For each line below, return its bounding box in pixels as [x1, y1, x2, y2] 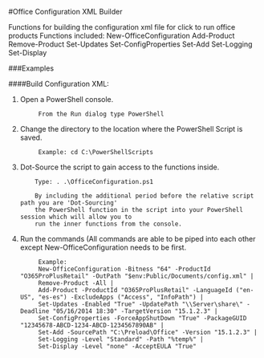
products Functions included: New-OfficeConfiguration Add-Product [8, 31, 235, 40]
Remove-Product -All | [38, 279, 114, 287]
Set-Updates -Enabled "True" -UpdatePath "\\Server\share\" [38, 300, 243, 308]
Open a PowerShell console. [19, 95, 114, 104]
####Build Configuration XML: [8, 79, 110, 88]
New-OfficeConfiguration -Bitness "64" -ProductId [38, 265, 211, 273]
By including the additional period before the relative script [35, 192, 254, 200]
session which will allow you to [19, 213, 132, 221]
